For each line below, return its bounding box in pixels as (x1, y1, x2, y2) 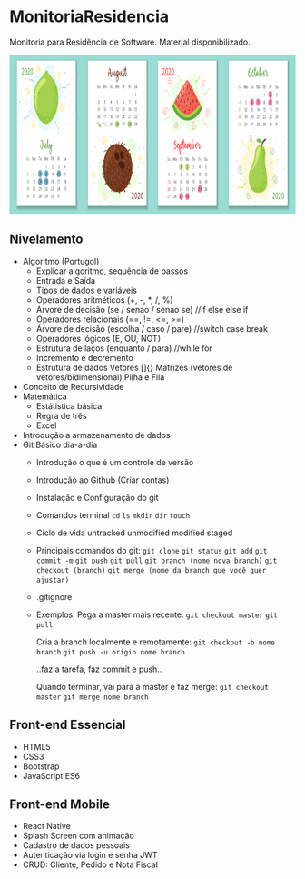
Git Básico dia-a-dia (22, 439, 98, 450)
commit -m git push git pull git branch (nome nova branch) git (35, 556, 278, 565)
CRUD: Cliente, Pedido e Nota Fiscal (22, 859, 159, 870)
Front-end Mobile (9, 796, 111, 812)
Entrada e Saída (35, 275, 96, 285)
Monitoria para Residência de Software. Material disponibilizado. (9, 36, 251, 47)
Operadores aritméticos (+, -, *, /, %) (35, 294, 174, 305)
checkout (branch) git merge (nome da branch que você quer (35, 565, 267, 574)
